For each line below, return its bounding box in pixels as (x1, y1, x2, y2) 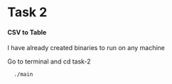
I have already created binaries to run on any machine (7, 44, 166, 52)
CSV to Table (7, 28, 47, 36)
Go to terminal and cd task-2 (7, 57, 91, 66)
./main (14, 71, 33, 78)
